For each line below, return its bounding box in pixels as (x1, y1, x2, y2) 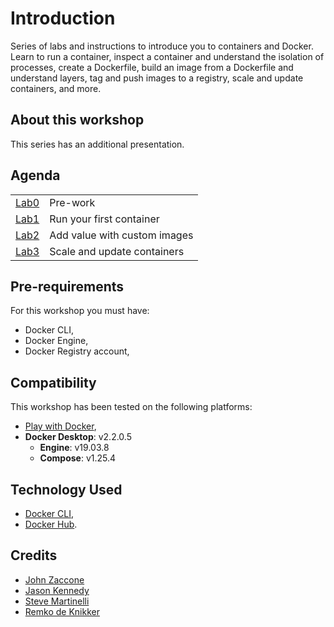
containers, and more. (10, 82, 102, 94)
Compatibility (10, 374, 97, 391)
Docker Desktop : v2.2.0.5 (24, 431, 132, 443)
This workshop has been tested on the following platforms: (10, 401, 253, 413)
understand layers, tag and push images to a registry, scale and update (10, 72, 304, 84)
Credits (10, 547, 58, 564)
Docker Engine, (24, 335, 89, 347)
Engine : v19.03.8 (39, 442, 110, 454)
